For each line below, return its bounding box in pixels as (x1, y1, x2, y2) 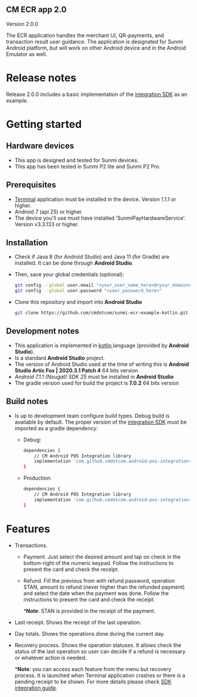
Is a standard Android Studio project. (14, 354, 106, 361)
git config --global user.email (14, 282, 94, 288)
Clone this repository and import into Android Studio (14, 299, 142, 306)
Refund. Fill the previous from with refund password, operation (23, 577, 175, 584)
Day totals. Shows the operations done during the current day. (14, 630, 165, 637)
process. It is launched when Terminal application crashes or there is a (14, 672, 186, 679)
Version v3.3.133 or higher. (14, 220, 79, 227)
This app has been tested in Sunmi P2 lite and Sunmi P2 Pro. (14, 163, 161, 170)
